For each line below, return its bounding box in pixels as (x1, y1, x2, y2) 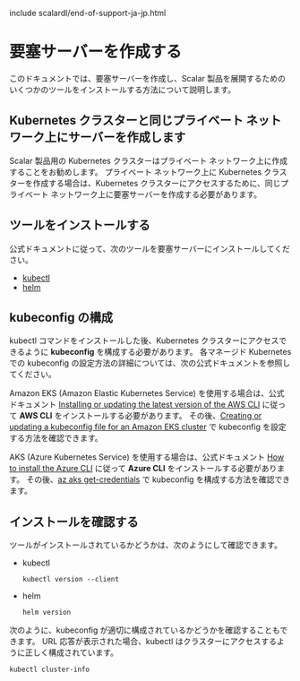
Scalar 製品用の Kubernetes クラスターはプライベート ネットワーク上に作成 (9, 155, 288, 166)
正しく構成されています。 (24, 647, 119, 658)
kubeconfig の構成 (9, 309, 114, 325)
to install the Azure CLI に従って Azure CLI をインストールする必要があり (9, 463, 278, 474)
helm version (21, 608, 72, 617)
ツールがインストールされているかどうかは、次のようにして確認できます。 (9, 539, 282, 550)
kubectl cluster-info (9, 665, 90, 675)
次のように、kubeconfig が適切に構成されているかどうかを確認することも (9, 625, 280, 635)
